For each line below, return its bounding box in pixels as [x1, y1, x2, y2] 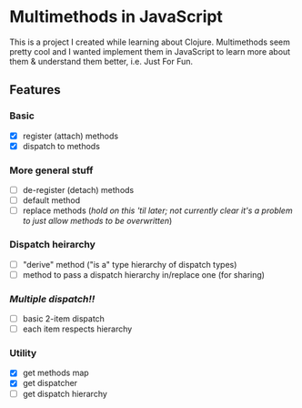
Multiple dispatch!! [9, 292, 96, 305]
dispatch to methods [22, 140, 100, 151]
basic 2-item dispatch [22, 312, 105, 324]
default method [22, 195, 80, 206]
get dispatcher [22, 378, 78, 389]
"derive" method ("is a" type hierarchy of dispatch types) [22, 259, 237, 270]
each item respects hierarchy [22, 323, 133, 334]
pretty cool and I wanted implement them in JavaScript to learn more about [9, 46, 291, 56]
